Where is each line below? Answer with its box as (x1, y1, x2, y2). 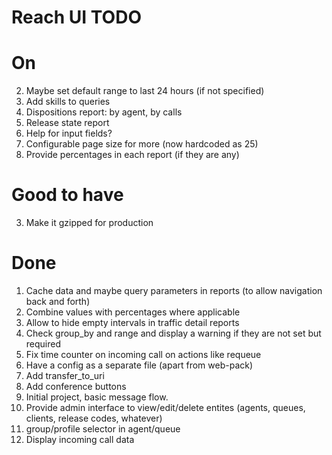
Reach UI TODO (11, 6, 142, 29)
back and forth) (25, 296, 91, 307)
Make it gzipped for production (25, 217, 154, 229)
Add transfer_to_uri (25, 370, 105, 381)
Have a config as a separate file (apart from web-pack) (25, 359, 254, 371)
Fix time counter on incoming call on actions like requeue (25, 349, 262, 360)
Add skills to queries (25, 96, 111, 108)
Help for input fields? (25, 127, 113, 140)
